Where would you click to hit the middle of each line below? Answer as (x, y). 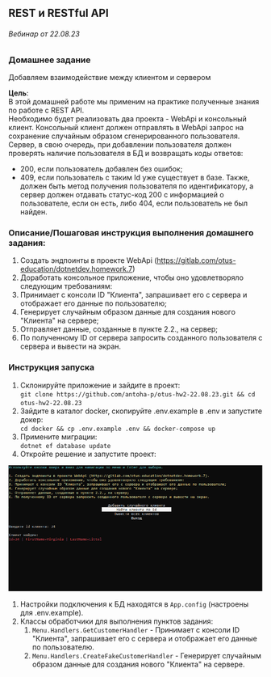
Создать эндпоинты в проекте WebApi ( (88, 260)
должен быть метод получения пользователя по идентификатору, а (137, 186)
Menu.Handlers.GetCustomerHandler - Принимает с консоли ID (136, 629)
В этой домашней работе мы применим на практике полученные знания (134, 101)
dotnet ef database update (65, 446)
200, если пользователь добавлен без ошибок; (101, 168)
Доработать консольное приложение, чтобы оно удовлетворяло (132, 277)
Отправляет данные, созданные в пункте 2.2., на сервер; (119, 329)
